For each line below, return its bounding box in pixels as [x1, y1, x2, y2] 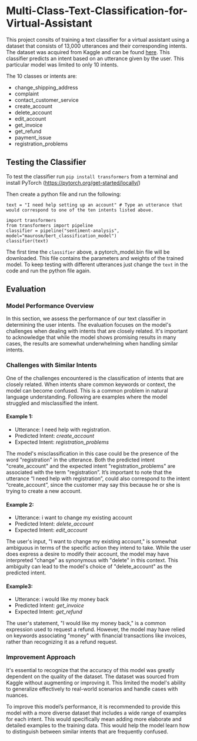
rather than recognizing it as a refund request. [6, 639, 118, 646]
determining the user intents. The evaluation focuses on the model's [6, 321, 172, 328]
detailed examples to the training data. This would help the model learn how [6, 722, 190, 729]
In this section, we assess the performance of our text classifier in [6, 315, 166, 322]
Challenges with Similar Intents [6, 361, 97, 369]
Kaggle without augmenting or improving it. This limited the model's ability [6, 679, 186, 686]
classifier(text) [6, 238, 49, 244]
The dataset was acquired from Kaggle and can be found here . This [6, 48, 171, 55]
